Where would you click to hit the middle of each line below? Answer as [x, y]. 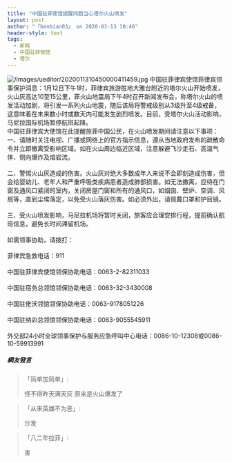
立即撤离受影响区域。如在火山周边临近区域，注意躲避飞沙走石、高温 [116, 148]
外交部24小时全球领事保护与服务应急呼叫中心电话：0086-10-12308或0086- [115, 336]
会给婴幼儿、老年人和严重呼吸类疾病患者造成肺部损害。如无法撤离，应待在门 [116, 181]
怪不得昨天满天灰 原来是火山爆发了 [73, 393]
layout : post [26, 20]
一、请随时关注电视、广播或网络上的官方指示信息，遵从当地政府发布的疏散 [113, 140]
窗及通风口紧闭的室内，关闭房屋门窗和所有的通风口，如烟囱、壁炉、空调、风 [116, 190]
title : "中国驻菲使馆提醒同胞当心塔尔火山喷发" [67, 13]
